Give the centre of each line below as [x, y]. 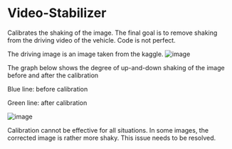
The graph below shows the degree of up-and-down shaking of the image [116, 67]
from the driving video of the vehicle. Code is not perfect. [91, 40]
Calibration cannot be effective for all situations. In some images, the [108, 130]
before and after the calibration [53, 75]
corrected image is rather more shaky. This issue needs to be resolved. [112, 138]
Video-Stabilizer [57, 13]
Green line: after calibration [47, 103]
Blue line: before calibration [48, 89]
